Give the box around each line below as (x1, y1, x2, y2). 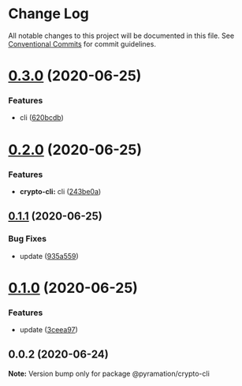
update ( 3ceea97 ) (19, 325, 79, 335)
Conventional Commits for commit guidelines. (8, 39, 156, 48)
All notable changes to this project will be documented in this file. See (8, 31, 235, 40)
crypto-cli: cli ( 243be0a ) (19, 186, 102, 196)
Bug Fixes (8, 234, 47, 245)
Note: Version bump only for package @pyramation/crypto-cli (8, 369, 210, 378)
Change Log (8, 5, 89, 23)
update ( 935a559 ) (19, 251, 79, 260)
